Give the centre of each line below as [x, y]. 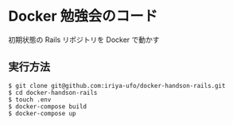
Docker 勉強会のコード [83, 16]
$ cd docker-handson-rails [53, 93]
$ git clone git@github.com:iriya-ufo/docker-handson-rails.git [117, 85]
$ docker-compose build [48, 106]
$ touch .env [30, 100]
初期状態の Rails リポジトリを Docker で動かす [84, 40]
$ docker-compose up [43, 113]
